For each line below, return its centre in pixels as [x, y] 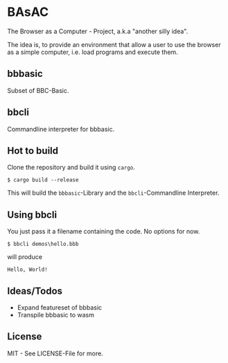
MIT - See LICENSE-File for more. [55, 353]
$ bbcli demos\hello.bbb [43, 244]
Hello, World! [28, 270]
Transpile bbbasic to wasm [56, 315]
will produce [25, 257]
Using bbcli [32, 214]
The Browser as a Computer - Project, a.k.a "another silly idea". [98, 31]
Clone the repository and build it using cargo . [71, 168]
